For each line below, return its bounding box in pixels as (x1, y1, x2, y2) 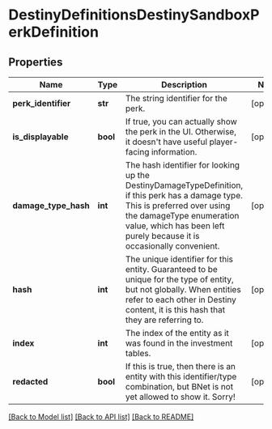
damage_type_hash (12, 200, 91, 211)
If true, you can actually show (125, 116, 237, 127)
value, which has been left (125, 220, 225, 231)
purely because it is (125, 231, 200, 241)
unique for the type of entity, (125, 274, 235, 285)
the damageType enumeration (125, 210, 240, 221)
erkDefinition (8, 23, 100, 41)
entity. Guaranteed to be (125, 264, 219, 274)
